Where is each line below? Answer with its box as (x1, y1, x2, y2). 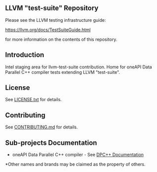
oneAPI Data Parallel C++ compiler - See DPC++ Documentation (12, 152, 144, 158)
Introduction (5, 51, 45, 59)
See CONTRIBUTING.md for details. (5, 124, 78, 130)
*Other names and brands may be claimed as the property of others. (5, 161, 146, 168)
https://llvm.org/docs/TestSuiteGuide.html (5, 27, 91, 33)
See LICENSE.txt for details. (5, 97, 62, 103)
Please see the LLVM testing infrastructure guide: (5, 17, 106, 23)
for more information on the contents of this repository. (5, 36, 117, 42)
